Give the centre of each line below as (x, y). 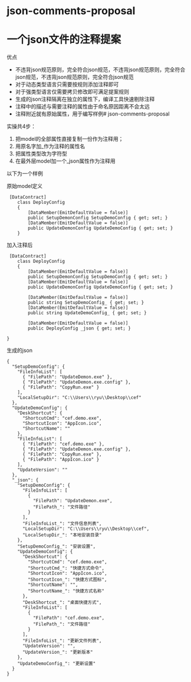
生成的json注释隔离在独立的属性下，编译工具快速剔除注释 (85, 99)
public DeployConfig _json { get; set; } (80, 328)
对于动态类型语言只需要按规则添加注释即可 (67, 84)
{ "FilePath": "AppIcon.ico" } (61, 460)
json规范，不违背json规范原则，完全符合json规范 (75, 77)
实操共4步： (22, 126)
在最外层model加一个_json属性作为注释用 (65, 161)
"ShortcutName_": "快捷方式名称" (66, 591)
